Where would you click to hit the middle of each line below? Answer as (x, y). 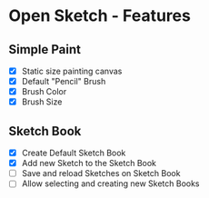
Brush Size (42, 102)
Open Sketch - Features (100, 16)
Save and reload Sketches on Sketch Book (101, 173)
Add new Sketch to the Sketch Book (89, 163)
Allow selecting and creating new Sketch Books (110, 183)
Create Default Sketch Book (74, 153)
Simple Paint (45, 49)
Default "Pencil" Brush (64, 82)
